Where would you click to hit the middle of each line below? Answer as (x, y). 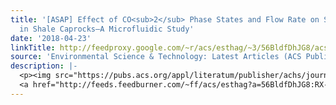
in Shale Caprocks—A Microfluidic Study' (107, 29)
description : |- (44, 66)
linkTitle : (33, 47)
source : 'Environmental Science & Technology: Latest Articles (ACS (156, 57)
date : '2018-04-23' (51, 38)
